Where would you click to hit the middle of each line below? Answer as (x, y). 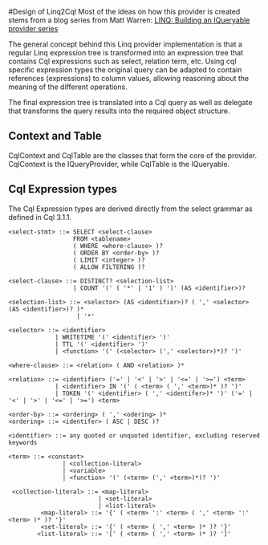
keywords (23, 442)
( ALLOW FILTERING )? (109, 267)
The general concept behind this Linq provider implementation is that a (126, 44)
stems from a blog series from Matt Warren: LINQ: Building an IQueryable (129, 20)
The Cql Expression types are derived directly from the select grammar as (130, 209)
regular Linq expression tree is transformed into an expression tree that (126, 53)
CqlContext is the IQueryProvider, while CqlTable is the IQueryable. (119, 164)
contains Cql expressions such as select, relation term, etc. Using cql (122, 61)
